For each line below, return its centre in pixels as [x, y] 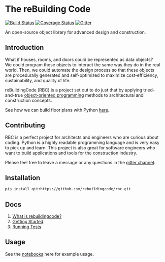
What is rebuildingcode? [37, 216]
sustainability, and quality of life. [38, 80]
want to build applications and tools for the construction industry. [71, 153]
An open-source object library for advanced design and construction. [76, 32]
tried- [149, 90]
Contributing [25, 126]
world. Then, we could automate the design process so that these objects [80, 70]
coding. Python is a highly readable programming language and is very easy [82, 142]
